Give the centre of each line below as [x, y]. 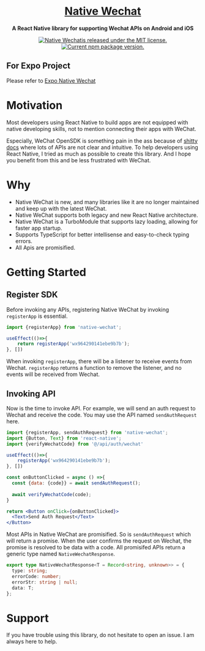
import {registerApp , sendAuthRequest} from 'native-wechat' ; [87, 432]
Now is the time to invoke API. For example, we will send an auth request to [101, 408]
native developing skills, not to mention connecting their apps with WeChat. [102, 129]
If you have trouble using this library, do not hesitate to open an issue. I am [100, 635]
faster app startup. [39, 228]
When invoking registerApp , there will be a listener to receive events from [99, 361]
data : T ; [23, 588]
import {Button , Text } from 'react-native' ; [64, 438]
